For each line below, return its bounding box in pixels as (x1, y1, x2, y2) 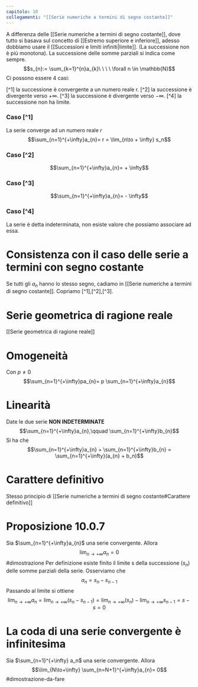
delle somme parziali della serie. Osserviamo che (6, 567, 126, 574)
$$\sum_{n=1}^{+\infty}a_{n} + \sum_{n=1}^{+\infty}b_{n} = (27, 446, 171, 453)
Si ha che (6, 437, 29, 444)
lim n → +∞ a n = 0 (79, 549, 119, 557)
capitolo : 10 (6, 8, 38, 15)
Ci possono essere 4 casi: (6, 74, 70, 81)
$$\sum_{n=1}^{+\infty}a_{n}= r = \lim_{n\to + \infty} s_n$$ (27, 136, 171, 143)
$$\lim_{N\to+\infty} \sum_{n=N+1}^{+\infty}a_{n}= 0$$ (31, 666, 167, 673)
